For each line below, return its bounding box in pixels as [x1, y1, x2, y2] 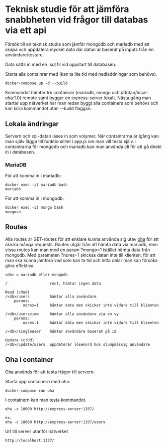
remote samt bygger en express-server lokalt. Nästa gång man [22, 95, 151, 101]
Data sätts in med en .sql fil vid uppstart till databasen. [5, 61, 117, 67]
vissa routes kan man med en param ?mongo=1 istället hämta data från [5, 247, 150, 253]
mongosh [5, 209, 21, 215]
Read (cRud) [5, 290, 30, 295]
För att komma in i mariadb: [5, 173, 61, 179]
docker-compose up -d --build [5, 81, 68, 86]
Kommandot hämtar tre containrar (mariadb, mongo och [5, 89, 120, 95]
